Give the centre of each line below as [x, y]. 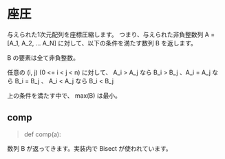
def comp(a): [42, 134]
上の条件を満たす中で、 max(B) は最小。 [64, 95]
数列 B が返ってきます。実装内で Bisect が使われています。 [89, 148]
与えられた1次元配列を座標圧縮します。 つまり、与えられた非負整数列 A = [111, 34]
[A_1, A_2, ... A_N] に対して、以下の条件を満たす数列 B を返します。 [102, 43]
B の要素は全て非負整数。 [43, 57]
